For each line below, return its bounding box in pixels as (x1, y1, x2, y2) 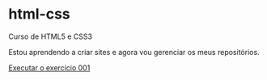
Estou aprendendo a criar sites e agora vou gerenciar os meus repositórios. (8, 47, 261, 57)
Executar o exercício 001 (8, 62, 91, 73)
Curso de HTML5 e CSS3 (8, 32, 93, 41)
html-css (8, 5, 70, 23)
